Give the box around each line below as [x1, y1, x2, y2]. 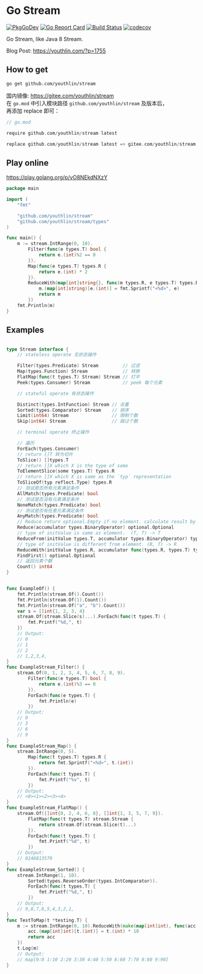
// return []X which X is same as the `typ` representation [17, 474, 172, 480]
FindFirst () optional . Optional [17, 553, 96, 559]
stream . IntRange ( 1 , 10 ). [17, 872, 80, 878]
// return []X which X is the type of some [17, 463, 129, 469]
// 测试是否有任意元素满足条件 [17, 507, 84, 514]
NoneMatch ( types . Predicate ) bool [17, 502, 101, 508]
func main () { [6, 235, 42, 241]
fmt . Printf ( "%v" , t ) [38, 776, 91, 783]
